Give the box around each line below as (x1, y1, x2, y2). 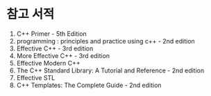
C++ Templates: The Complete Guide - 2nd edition (16, 81, 162, 89)
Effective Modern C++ (16, 59, 81, 67)
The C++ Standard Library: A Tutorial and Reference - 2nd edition (16, 66, 205, 75)
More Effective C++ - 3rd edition (16, 51, 110, 59)
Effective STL (16, 73, 56, 81)
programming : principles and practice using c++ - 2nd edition (16, 37, 195, 45)
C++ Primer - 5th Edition (16, 29, 87, 38)
